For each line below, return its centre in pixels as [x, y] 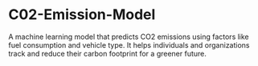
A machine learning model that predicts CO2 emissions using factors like [129, 37]
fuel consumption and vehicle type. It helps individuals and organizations [129, 45]
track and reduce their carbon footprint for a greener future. [108, 53]
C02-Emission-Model [82, 15]
